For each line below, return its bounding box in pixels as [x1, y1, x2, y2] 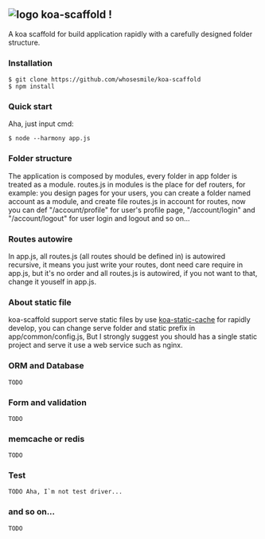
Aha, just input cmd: [8, 119, 74, 128]
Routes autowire [8, 233, 73, 244]
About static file [8, 297, 72, 308]
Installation [8, 57, 53, 69]
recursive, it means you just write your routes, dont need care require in [8, 260, 244, 269]
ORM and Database [8, 360, 85, 372]
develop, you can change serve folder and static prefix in [8, 324, 196, 333]
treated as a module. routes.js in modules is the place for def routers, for [8, 179, 246, 189]
